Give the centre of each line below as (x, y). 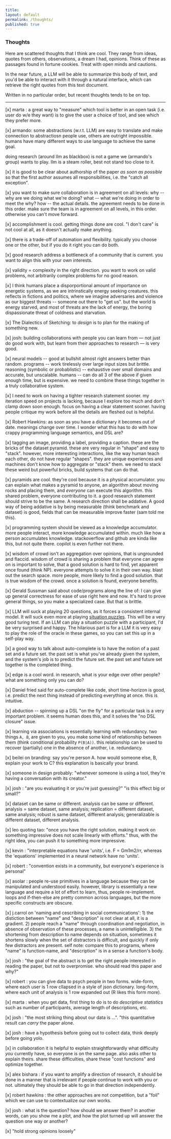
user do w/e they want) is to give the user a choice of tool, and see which (82, 115)
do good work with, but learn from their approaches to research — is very (82, 343)
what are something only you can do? (45, 680)
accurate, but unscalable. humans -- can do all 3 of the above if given (78, 375)
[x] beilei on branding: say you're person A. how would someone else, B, (81, 757)
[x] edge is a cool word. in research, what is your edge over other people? (83, 674)
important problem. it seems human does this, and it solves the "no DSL (80, 716)
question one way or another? (37, 1121)
